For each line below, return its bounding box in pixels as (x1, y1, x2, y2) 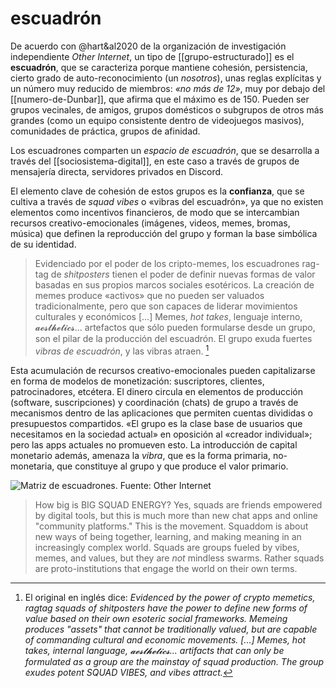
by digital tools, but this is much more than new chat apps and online (34, 509, 318, 521)
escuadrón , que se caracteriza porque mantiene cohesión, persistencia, (10, 61, 308, 73)
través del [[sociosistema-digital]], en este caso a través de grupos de (10, 155, 300, 167)
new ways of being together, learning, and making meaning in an (34, 530, 302, 542)
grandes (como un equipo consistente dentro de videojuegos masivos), (10, 114, 305, 126)
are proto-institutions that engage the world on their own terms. (34, 562, 298, 574)
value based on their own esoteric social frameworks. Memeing (24, 612, 288, 624)
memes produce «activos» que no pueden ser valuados (34, 289, 265, 301)
